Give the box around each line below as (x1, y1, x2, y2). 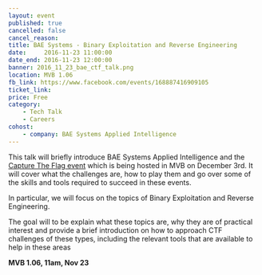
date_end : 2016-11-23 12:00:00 (8, 57, 113, 65)
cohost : (8, 123, 34, 131)
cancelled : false (8, 26, 66, 34)
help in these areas (8, 242, 71, 252)
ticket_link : (8, 85, 52, 94)
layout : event (8, 11, 56, 20)
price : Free (8, 93, 48, 101)
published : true (8, 19, 62, 27)
